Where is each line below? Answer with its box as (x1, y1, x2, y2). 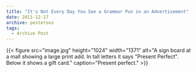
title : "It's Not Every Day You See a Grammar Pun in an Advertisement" (6, 8, 189, 15)
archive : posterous (6, 19, 54, 25)
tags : (6, 25, 19, 31)
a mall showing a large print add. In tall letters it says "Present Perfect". (6, 53, 179, 60)
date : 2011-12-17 (6, 14, 49, 20)
